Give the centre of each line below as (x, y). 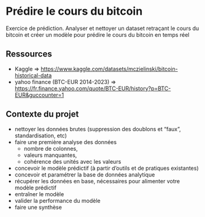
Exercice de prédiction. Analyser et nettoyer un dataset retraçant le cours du (102, 28)
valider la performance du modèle (57, 200)
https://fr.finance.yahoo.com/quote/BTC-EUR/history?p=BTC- (93, 88)
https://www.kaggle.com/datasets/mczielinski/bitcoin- (110, 69)
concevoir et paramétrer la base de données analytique (85, 174)
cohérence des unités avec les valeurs (72, 161)
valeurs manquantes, (50, 155)
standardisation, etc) (41, 135)
